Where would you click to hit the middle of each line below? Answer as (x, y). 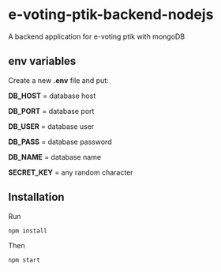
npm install (28, 231)
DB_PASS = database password (60, 142)
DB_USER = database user (51, 126)
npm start (24, 260)
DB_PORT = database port (51, 111)
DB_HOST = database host (52, 96)
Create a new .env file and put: (58, 80)
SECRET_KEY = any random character (71, 172)
